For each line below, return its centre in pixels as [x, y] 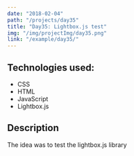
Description [33, 128]
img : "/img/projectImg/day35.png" [57, 33]
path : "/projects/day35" [43, 20]
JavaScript [33, 98]
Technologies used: [51, 68]
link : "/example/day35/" [43, 40]
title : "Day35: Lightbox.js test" [57, 26]
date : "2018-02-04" [35, 14]
